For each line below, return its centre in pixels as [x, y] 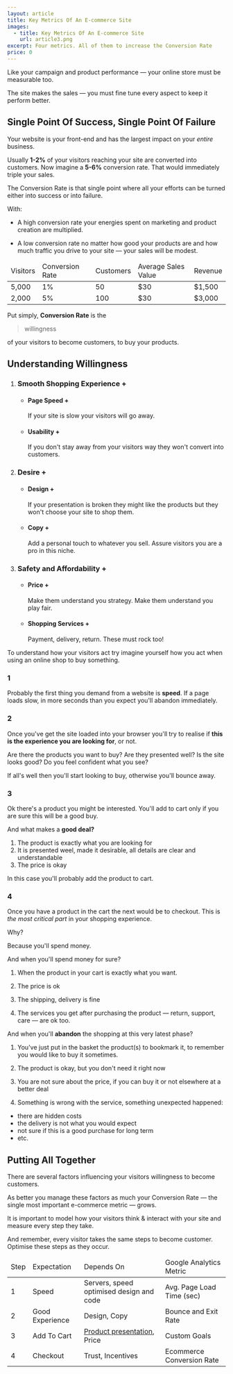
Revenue [208, 270]
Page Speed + [48, 400]
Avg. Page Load [191, 1287]
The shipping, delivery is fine [59, 1000]
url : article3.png [46, 40]
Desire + [32, 472]
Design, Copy [106, 1316]
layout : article [31, 14]
